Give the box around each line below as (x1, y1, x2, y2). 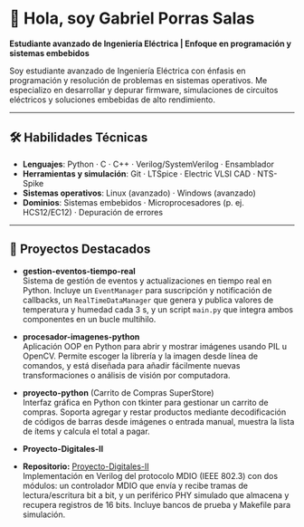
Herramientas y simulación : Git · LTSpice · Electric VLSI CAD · (22, 168, 256, 179)
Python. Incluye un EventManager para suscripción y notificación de (22, 284, 272, 295)
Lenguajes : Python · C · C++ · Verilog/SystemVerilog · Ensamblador (22, 158, 274, 169)
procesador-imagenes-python (22, 331, 140, 342)
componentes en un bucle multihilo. (22, 313, 157, 324)
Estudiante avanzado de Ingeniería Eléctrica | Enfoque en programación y (9, 38, 292, 49)
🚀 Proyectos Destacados (9, 242, 151, 257)
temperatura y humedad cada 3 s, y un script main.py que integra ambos (22, 303, 294, 315)
